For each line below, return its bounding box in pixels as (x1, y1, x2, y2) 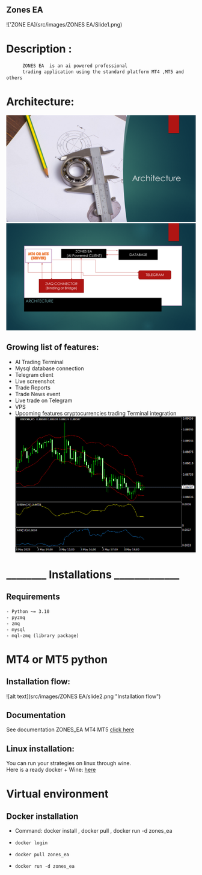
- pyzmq (6, 614, 26, 621)
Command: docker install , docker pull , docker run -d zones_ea (14, 827, 173, 835)
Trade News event (14, 390, 61, 397)
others (6, 75, 23, 81)
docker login (14, 840, 48, 846)
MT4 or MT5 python (6, 652, 108, 666)
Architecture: (6, 95, 75, 108)
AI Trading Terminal (14, 358, 64, 365)
